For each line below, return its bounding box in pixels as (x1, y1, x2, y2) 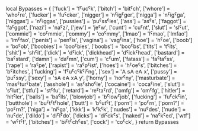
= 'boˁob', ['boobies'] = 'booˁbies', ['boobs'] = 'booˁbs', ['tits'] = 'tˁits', (5, 43, 178, 50)
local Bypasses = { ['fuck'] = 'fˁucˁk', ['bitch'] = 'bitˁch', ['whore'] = (5, 5, 170, 12)
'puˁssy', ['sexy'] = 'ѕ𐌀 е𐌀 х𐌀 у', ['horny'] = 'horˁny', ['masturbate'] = (5, 74, 175, 81)
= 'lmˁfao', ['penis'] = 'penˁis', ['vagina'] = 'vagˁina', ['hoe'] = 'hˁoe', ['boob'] (5, 37, 193, 43)
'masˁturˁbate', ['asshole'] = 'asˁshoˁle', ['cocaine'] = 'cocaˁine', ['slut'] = (5, 81, 185, 88)
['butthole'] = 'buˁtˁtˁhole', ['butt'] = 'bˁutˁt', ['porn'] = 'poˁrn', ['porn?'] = (5, 100, 184, 106)
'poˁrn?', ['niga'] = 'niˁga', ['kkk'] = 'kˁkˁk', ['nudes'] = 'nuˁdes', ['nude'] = (5, 106, 186, 113)
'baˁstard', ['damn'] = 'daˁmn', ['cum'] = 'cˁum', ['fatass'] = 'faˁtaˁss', (5, 56, 175, 62)
